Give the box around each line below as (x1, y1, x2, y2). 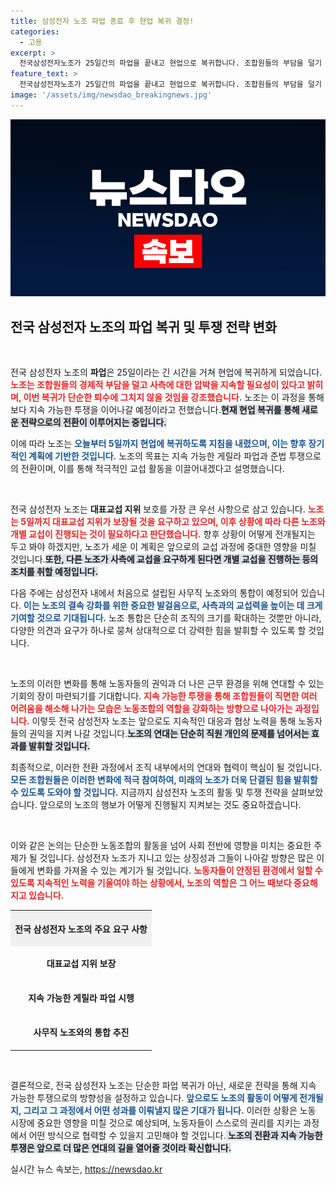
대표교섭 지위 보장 (46, 957, 117, 969)
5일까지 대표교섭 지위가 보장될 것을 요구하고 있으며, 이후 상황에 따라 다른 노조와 (20, 516, 326, 528)
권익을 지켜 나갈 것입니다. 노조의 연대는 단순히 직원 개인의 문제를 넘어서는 (28, 728, 310, 740)
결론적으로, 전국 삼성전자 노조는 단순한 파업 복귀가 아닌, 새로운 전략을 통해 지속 (10, 1079, 317, 1091)
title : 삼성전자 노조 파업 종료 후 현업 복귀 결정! (10, 16, 195, 26)
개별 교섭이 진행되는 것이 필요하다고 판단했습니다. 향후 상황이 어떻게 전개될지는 (10, 528, 316, 540)
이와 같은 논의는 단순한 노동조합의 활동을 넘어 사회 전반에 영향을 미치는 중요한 (10, 840, 312, 852)
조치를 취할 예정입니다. (10, 566, 99, 578)
